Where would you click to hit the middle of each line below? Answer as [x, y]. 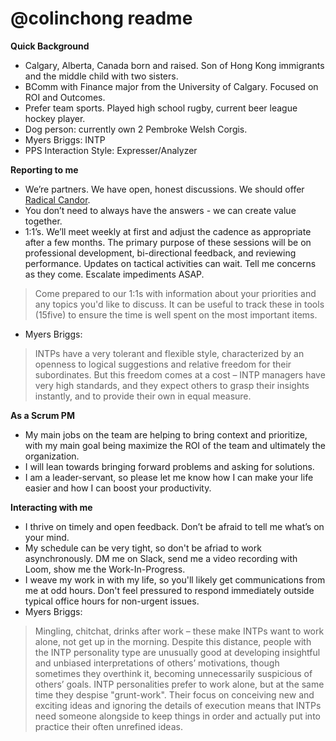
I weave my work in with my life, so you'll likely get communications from [175, 579]
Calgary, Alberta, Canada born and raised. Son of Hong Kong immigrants [174, 65]
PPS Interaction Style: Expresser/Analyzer [111, 150]
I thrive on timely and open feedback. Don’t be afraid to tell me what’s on [174, 526]
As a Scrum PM [42, 415]
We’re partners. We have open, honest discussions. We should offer [164, 189]
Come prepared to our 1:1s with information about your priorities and [175, 293]
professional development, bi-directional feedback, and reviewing [160, 253]
